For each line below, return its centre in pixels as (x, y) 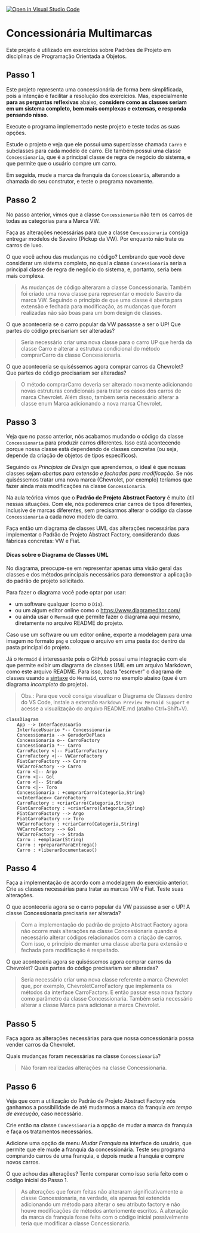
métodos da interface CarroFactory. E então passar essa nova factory (107, 992)
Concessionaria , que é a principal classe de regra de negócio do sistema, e (99, 157)
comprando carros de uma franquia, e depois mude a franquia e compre (95, 1156)
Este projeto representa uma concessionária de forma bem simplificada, (95, 89)
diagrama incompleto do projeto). (47, 684)
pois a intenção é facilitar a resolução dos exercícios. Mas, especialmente (97, 96)
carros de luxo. (25, 245)
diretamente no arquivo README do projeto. (69, 623)
